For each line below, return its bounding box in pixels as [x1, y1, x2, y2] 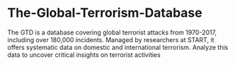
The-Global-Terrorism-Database [7, 5, 203, 21]
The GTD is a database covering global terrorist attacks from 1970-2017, [7, 28, 217, 37]
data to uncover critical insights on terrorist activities [7, 51, 161, 59]
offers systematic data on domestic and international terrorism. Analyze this [7, 43, 229, 51]
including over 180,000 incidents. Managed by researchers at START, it [7, 35, 214, 44]
